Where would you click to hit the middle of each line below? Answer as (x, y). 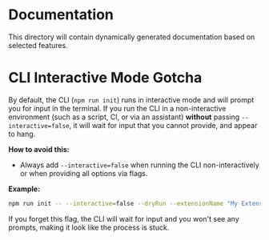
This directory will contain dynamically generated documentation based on (132, 37)
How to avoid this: (39, 149)
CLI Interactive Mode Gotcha (105, 78)
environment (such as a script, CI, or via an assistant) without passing (124, 117)
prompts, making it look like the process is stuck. (89, 227)
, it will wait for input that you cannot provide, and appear (163, 125)
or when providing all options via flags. (84, 173)
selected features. (38, 45)
